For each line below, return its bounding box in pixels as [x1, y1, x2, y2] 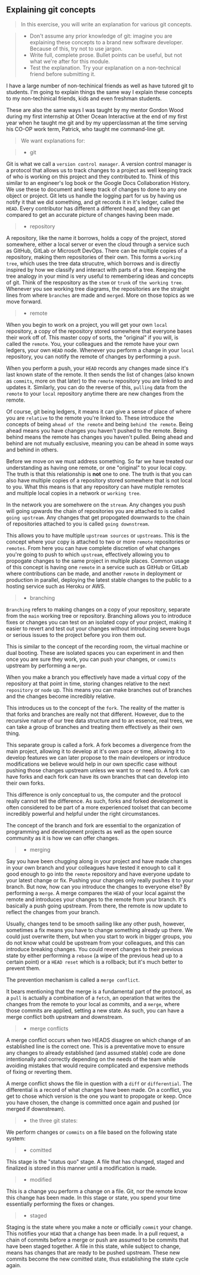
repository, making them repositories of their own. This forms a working [6, 253, 181, 260]
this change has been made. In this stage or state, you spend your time [6, 1194, 181, 1201]
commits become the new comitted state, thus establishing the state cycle [6, 1255, 189, 1262]
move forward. [6, 297, 42, 305]
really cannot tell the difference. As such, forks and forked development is [6, 797, 189, 805]
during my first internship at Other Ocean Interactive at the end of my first [6, 113, 187, 120]
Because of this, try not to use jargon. [29, 45, 122, 52]
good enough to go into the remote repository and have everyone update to [6, 870, 191, 878]
